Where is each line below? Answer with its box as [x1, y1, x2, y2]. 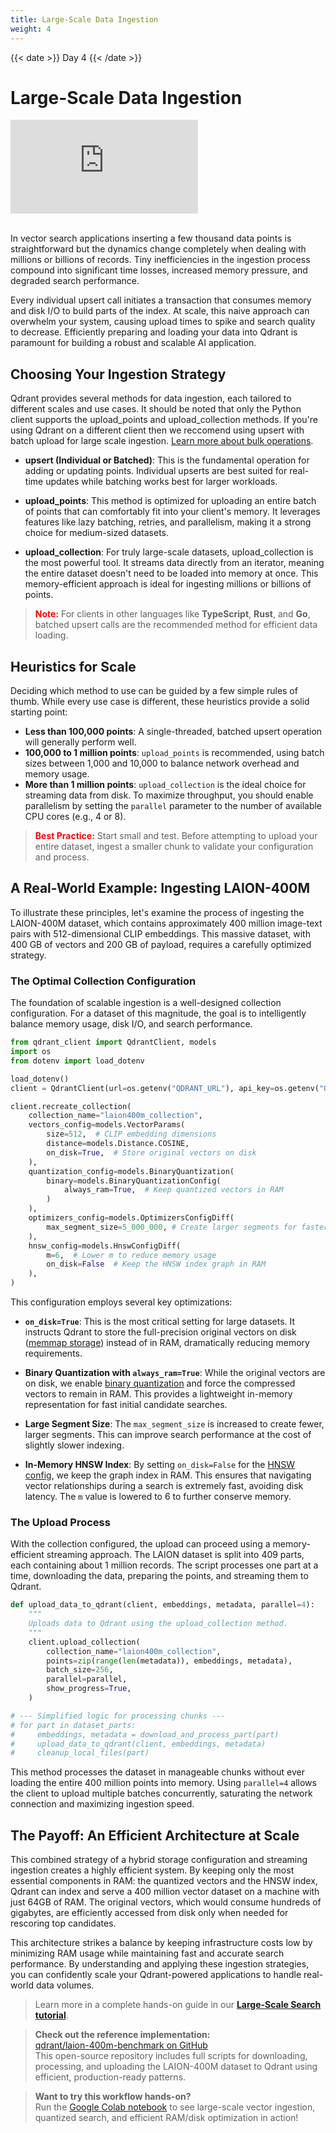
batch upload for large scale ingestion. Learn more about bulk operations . [10, 435, 314, 447]
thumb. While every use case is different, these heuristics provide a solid [10, 696, 310, 708]
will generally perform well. [24, 736, 137, 748]
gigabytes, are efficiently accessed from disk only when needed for [10, 1907, 289, 1919]
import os [10, 1047, 52, 1057]
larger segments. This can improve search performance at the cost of [24, 1429, 312, 1441]
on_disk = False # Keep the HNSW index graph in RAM [46, 1259, 267, 1270]
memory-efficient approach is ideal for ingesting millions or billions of [24, 578, 312, 590]
